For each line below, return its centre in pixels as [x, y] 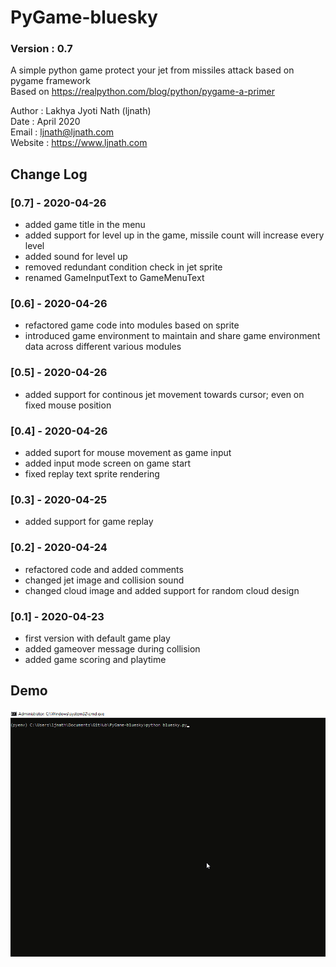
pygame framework [50, 81]
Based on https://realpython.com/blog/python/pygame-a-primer [142, 92]
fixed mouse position [68, 405]
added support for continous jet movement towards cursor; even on [164, 394]
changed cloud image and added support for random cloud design [162, 590]
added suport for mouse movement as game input [128, 453]
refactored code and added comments [104, 569]
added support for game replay [89, 522]
